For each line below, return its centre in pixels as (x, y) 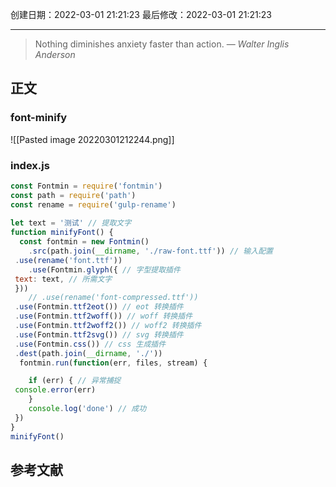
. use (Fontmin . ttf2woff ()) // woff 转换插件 (103, 316)
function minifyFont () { (62, 233)
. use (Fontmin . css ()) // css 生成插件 (90, 344)
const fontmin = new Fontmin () (84, 242)
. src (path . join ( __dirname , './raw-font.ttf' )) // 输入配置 (150, 251)
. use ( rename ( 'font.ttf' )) (68, 260)
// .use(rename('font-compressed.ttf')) (113, 298)
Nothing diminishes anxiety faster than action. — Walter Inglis (162, 44)
